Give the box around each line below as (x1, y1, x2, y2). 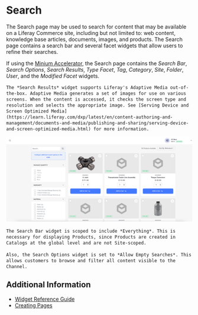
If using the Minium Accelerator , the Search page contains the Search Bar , (6, 60, 187, 67)
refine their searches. (6, 48, 59, 55)
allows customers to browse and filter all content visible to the (6, 258, 176, 263)
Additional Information (6, 279, 91, 290)
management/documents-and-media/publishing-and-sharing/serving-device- (6, 120, 189, 126)
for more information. (93, 126, 150, 132)
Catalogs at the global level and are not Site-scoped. (6, 240, 147, 246)
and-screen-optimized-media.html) (6, 126, 92, 132)
